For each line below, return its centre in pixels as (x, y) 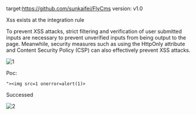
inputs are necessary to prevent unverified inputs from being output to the (96, 37)
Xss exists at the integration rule (45, 20)
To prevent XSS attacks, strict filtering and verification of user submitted (94, 31)
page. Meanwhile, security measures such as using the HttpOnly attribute (96, 44)
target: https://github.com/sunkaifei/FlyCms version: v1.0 (75, 9)
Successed (20, 95)
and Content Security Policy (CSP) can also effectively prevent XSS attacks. (98, 50)
